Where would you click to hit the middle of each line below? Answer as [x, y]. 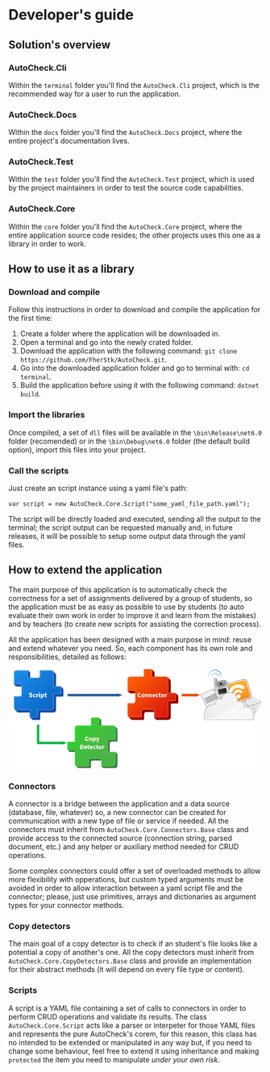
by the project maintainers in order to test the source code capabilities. [126, 188]
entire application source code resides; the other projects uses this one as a [134, 235]
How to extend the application [85, 570]
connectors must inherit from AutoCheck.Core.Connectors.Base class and [129, 829]
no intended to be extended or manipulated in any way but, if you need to [130, 1042]
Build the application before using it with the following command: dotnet [139, 385]
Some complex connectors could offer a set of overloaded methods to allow [135, 871]
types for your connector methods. [66, 905]
